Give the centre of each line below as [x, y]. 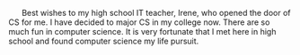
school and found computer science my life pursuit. [104, 41]
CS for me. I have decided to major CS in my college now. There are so [139, 22]
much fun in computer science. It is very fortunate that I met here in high [142, 31]
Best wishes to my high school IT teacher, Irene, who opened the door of [156, 13]
